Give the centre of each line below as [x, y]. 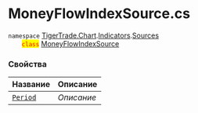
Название [31, 85]
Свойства [27, 64]
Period [24, 98]
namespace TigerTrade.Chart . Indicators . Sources [83, 35]
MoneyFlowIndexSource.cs [99, 14]
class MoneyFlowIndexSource [70, 43]
